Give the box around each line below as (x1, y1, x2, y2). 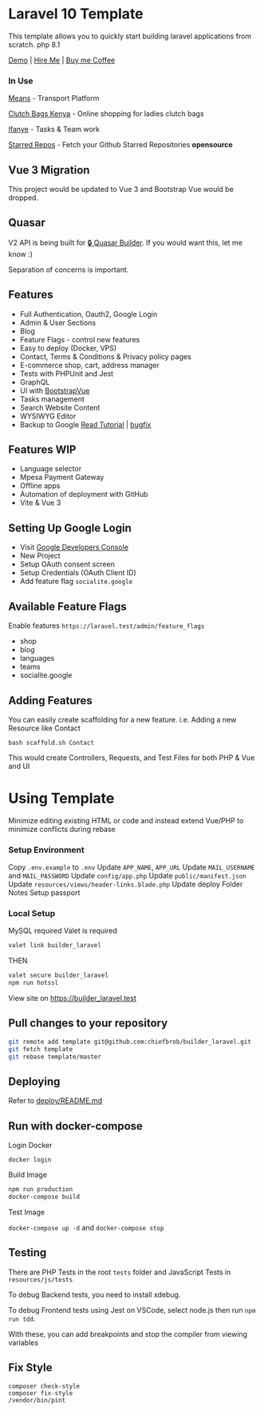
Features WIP (8, 443, 77, 457)
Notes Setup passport (8, 888, 81, 898)
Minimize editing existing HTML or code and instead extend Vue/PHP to (8, 815, 244, 825)
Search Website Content (19, 402, 100, 412)
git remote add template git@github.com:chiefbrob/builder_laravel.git (8, 1038, 251, 1046)
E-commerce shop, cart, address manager (19, 360, 160, 370)
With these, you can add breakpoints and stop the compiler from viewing (8, 1329, 248, 1338)
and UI (8, 761, 30, 770)
